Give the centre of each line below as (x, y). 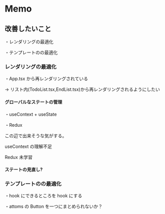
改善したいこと (28, 29)
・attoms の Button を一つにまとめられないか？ (54, 206)
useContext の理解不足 (29, 146)
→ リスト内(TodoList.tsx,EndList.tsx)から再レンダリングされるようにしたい (82, 89)
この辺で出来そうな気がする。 (36, 136)
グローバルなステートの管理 (34, 102)
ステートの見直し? (24, 170)
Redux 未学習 (19, 157)
